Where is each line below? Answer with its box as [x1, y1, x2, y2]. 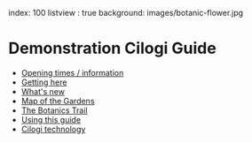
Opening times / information [20, 67, 124, 78]
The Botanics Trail [20, 105, 88, 116]
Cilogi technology [20, 124, 86, 134]
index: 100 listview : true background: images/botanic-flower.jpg [8, 8, 244, 18]
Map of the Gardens [20, 95, 95, 106]
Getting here [20, 77, 67, 87]
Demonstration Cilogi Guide [8, 39, 217, 58]
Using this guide [20, 114, 82, 124]
